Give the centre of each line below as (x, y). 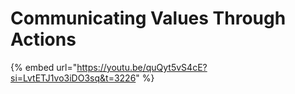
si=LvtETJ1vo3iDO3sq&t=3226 (73, 78)
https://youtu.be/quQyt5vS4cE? (142, 67)
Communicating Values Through (148, 18)
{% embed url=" (44, 67)
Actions (43, 39)
